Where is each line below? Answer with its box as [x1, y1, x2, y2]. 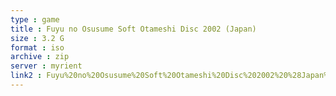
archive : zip [10, 52, 70, 62]
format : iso [10, 42, 65, 53]
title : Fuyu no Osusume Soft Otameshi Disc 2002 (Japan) [10, 24, 257, 34]
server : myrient [10, 61, 83, 71]
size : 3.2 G [10, 33, 65, 43]
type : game [10, 14, 60, 25]
